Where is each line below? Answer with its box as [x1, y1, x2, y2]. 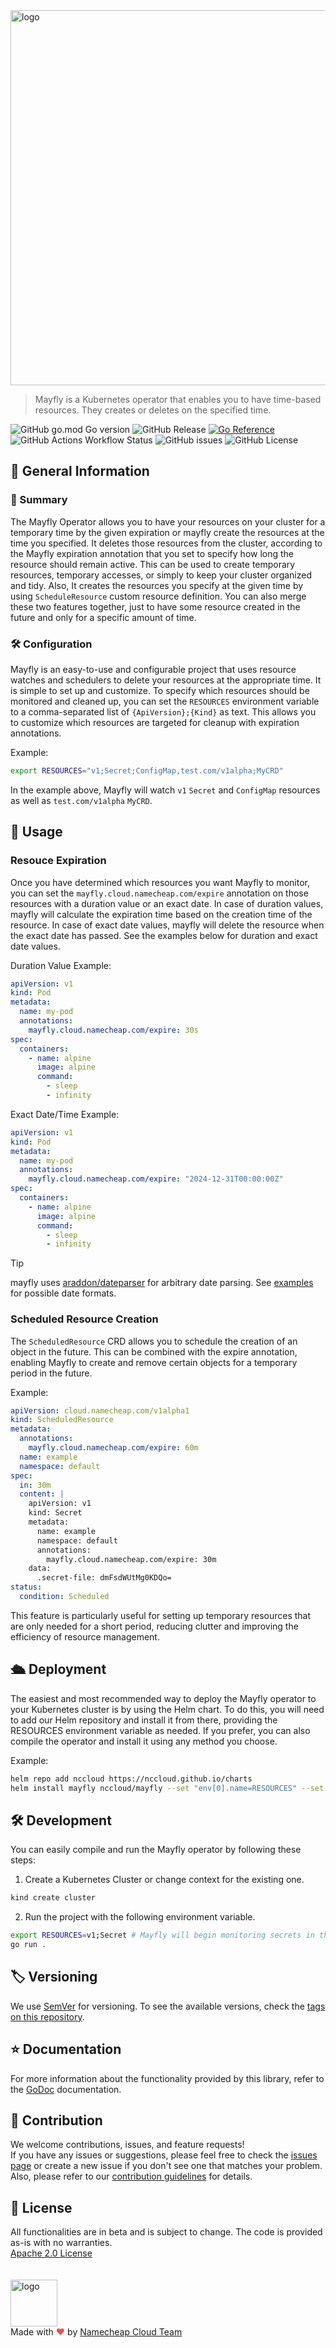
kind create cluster [10, 1893, 97, 1903]
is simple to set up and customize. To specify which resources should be [10, 684, 310, 696]
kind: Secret [28, 1508, 83, 1518]
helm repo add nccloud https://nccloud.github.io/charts [10, 1774, 253, 1784]
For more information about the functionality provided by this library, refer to [10, 2072, 325, 2084]
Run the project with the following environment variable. [24, 1911, 256, 1923]
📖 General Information [10, 463, 150, 480]
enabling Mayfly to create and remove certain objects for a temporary [10, 1356, 298, 1368]
